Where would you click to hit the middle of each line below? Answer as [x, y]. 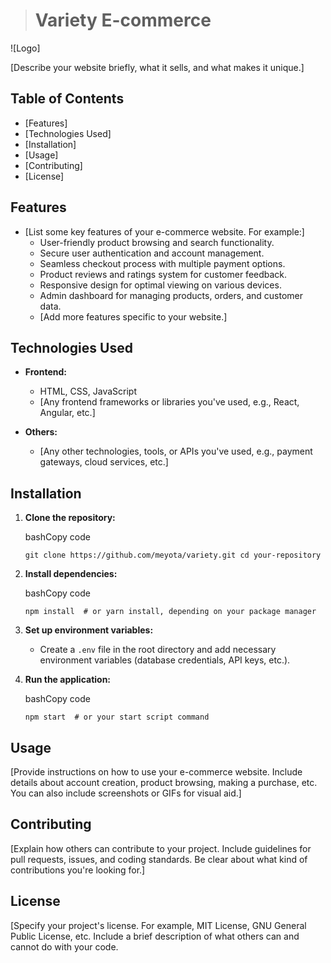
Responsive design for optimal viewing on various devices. [160, 285]
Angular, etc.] [67, 413]
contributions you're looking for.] [78, 870]
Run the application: [68, 680]
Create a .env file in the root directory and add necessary [158, 650]
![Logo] [25, 48]
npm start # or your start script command [117, 717]
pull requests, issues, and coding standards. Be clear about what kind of [159, 859]
